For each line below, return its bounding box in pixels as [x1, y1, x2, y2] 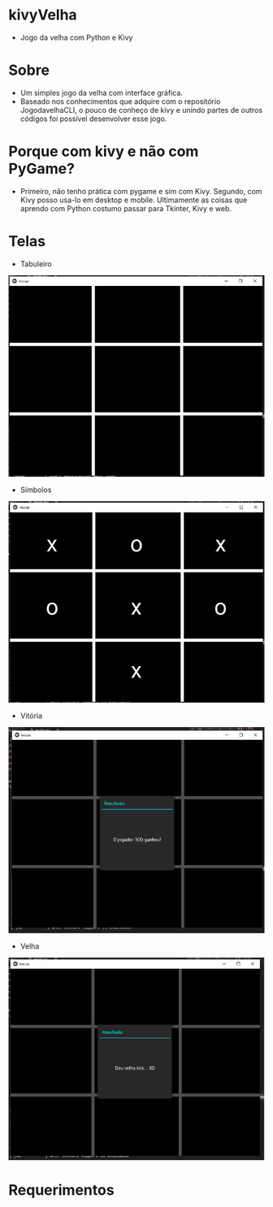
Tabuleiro [19, 258, 52, 269]
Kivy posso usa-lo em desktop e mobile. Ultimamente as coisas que [19, 195, 248, 205]
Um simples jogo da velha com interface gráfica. [19, 88, 183, 97]
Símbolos [19, 485, 52, 495]
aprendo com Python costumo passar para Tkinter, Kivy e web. [19, 203, 232, 213]
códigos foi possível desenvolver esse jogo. [19, 114, 167, 123]
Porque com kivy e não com [8, 142, 199, 161]
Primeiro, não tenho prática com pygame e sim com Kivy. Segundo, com [19, 186, 262, 196]
